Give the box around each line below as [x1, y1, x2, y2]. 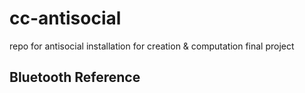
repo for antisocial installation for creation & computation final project [9, 40, 295, 52]
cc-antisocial [9, 7, 122, 30]
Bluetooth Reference [9, 69, 141, 86]
